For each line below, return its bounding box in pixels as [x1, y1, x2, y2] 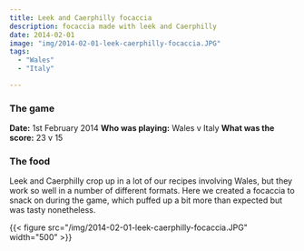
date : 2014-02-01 [9, 30, 75, 39]
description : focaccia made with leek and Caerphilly [9, 22, 218, 31]
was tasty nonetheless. [9, 205, 96, 216]
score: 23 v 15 [9, 133, 64, 144]
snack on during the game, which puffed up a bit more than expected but [9, 195, 283, 206]
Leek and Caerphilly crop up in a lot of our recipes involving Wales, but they [9, 176, 293, 186]
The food [9, 156, 51, 168]
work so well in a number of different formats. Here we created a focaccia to [9, 186, 295, 196]
